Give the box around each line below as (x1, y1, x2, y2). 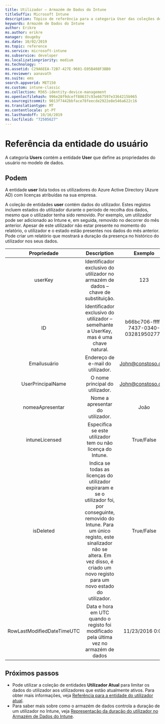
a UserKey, (87, 328, 112, 334)
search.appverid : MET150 (5, 80, 56, 85)
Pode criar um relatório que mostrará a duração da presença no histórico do (5, 233, 160, 239)
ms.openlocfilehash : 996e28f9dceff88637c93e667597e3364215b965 (5, 94, 137, 99)
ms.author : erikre (5, 30, 43, 35)
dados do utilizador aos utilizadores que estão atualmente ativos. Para (12, 687, 155, 694)
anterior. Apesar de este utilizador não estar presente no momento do (5, 222, 146, 229)
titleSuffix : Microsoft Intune (5, 12, 69, 17)
